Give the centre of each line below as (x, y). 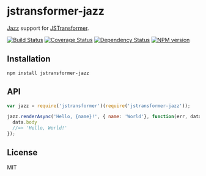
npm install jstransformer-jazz (48, 73)
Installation (29, 59)
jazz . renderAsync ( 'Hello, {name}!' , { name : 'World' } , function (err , (97, 117)
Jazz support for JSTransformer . (48, 28)
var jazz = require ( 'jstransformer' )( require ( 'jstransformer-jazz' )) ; (99, 106)
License (22, 153)
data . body (25, 122)
